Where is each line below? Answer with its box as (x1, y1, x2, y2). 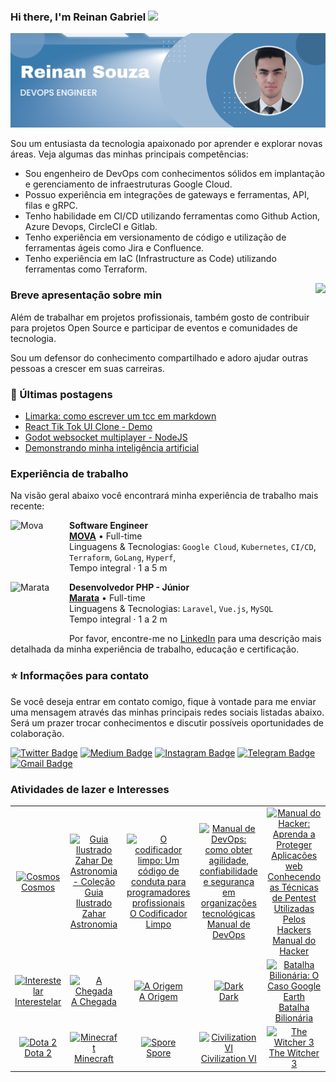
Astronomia (69, 918, 118, 930)
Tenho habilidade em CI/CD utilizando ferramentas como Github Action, (24, 210, 321, 222)
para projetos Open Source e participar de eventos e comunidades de (10, 321, 298, 334)
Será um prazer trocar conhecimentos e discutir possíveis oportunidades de (10, 716, 324, 729)
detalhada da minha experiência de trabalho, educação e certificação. (10, 643, 300, 655)
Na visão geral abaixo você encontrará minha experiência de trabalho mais (10, 490, 319, 502)
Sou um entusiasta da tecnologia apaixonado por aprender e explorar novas (10, 138, 323, 150)
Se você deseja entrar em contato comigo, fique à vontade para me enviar (10, 695, 317, 707)
